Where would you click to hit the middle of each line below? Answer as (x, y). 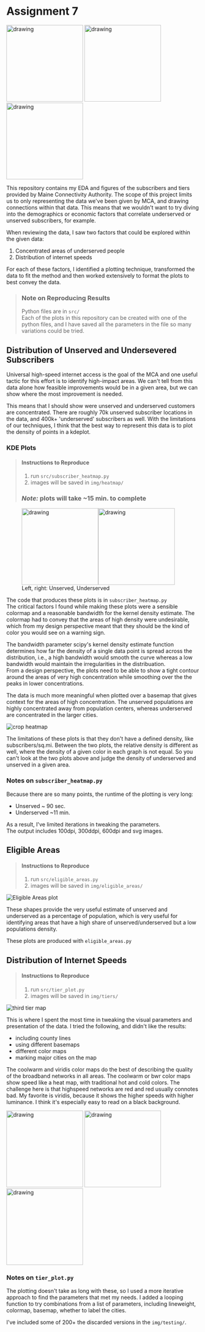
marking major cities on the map (56, 1058)
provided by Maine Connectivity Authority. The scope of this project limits (99, 194)
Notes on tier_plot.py (40, 1277)
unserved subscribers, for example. (51, 220)
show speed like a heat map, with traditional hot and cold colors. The (93, 1082)
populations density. (32, 929)
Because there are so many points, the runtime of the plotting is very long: (100, 794)
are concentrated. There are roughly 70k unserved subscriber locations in (99, 412)
